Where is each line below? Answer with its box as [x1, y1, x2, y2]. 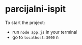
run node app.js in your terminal [12, 29, 78, 35]
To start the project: [5, 20, 45, 25]
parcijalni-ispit [5, 3, 66, 15]
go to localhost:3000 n [12, 34, 59, 40]
